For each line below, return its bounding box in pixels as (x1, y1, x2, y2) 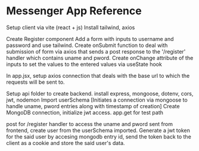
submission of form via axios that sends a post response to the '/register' (6, 48, 186, 55)
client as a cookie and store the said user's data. (6, 139, 125, 146)
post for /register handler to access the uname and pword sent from (6, 120, 173, 127)
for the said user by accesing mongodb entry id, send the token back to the (6, 133, 192, 140)
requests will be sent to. (6, 78, 65, 86)
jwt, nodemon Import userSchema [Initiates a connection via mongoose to (6, 96, 188, 103)
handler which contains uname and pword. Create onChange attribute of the (6, 54, 194, 61)
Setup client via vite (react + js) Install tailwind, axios (6, 24, 135, 31)
